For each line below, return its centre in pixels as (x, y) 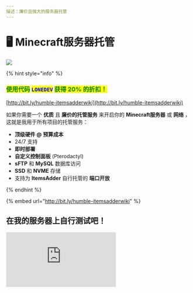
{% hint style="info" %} (35, 73)
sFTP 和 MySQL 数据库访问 (47, 163)
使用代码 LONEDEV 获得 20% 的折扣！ (56, 89)
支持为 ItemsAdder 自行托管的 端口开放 (62, 178)
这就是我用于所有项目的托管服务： (47, 122)
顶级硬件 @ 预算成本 (39, 134)
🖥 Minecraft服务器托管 (61, 42)
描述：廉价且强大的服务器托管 (37, 11)
